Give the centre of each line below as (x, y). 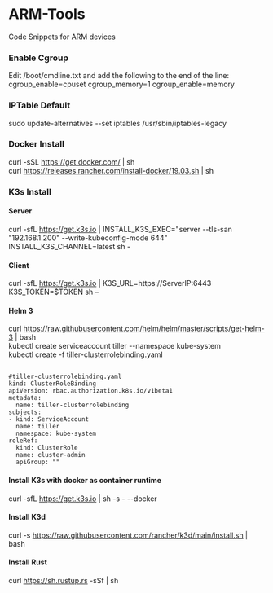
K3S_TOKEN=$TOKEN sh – (54, 292)
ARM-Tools (47, 14)
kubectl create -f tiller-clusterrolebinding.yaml (86, 354)
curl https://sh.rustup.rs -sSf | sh (64, 580)
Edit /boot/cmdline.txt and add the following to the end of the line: (119, 76)
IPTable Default (40, 105)
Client (19, 265)
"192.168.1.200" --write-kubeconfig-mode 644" (88, 238)
